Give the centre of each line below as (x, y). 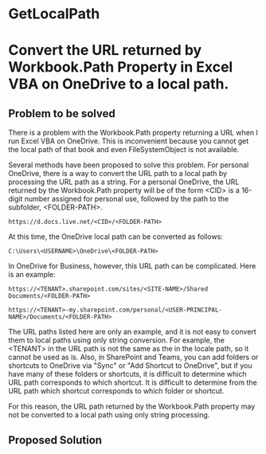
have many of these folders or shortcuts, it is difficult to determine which (127, 374)
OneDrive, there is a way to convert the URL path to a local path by (118, 174)
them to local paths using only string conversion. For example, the (117, 340)
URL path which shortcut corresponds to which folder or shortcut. (116, 391)
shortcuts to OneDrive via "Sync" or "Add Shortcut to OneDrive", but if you (130, 366)
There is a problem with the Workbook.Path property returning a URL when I (133, 133)
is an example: (32, 275)
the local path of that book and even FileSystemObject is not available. (124, 150)
